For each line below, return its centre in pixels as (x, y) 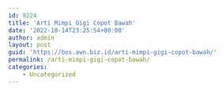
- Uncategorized (49, 74)
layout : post (30, 45)
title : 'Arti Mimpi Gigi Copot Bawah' (72, 23)
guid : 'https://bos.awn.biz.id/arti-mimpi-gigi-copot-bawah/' (113, 52)
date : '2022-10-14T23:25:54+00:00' (67, 30)
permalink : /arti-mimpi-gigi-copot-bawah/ (79, 60)
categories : (28, 67)
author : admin (32, 38)
